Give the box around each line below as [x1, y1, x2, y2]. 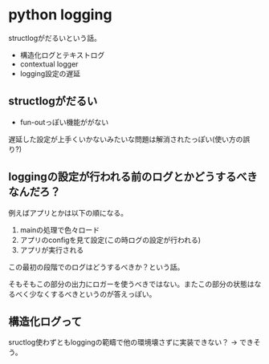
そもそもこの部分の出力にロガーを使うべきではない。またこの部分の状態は [8, 279, 255, 289]
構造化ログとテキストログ [19, 50, 105, 59]
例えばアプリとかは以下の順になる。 [8, 208, 128, 217]
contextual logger [19, 59, 79, 69]
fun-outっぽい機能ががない [19, 117, 109, 127]
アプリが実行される [19, 245, 84, 254]
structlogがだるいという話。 [8, 33, 102, 42]
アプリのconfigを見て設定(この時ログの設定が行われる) [19, 235, 202, 245]
